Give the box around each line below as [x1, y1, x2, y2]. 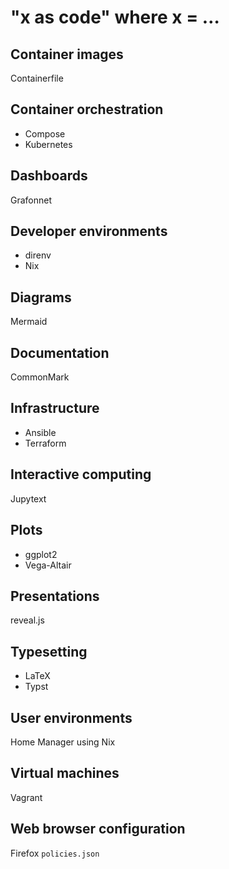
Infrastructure [10, 400, 100, 417]
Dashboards [10, 167, 88, 185]
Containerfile [10, 72, 64, 84]
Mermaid [10, 316, 48, 328]
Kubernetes [24, 138, 73, 150]
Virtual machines [10, 765, 120, 782]
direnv [24, 249, 52, 261]
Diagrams [10, 289, 72, 306]
